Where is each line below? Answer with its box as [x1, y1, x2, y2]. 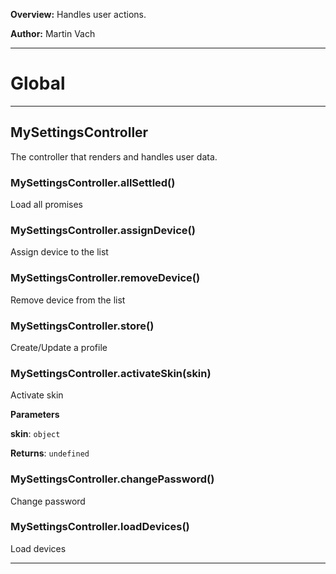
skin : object [10, 428, 61, 440]
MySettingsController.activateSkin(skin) [10, 366, 212, 380]
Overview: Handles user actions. [10, 9, 147, 20]
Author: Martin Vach [10, 28, 96, 39]
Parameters [10, 409, 60, 421]
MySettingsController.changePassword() [10, 472, 215, 486]
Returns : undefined [10, 447, 90, 459]
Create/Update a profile [10, 341, 108, 353]
